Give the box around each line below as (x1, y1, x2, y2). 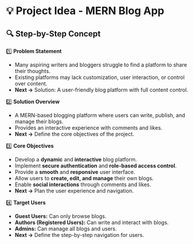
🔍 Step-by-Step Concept (6, 28, 101, 39)
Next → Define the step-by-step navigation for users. (14, 232, 145, 238)
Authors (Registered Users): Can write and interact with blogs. (14, 219, 169, 226)
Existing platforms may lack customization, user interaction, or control (14, 74, 185, 81)
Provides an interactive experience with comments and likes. (14, 124, 163, 131)
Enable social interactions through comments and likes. (14, 181, 152, 188)
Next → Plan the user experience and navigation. (14, 187, 134, 194)
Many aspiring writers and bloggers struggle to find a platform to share (14, 61, 187, 68)
